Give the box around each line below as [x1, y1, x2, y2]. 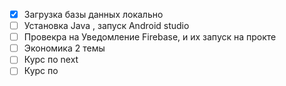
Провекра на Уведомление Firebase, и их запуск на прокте [23, 31, 277, 43]
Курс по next [23, 54, 79, 66]
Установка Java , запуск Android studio [23, 20, 190, 32]
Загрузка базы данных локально [23, 9, 164, 20]
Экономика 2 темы [23, 42, 106, 54]
